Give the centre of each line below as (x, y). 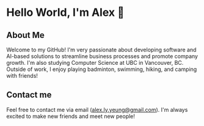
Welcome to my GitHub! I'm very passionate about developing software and (101, 50)
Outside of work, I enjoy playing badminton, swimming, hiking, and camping (102, 69)
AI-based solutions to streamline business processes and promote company (102, 56)
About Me (25, 35)
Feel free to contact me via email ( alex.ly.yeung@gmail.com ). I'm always (97, 109)
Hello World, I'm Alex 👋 (65, 13)
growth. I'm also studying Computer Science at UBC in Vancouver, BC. (95, 63)
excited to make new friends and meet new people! (71, 116)
